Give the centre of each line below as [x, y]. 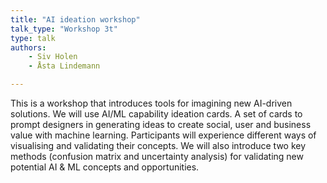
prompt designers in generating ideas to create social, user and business [161, 124]
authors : [28, 47]
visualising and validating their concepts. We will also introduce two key [158, 145]
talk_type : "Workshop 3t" [64, 29]
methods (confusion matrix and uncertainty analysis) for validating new [157, 156]
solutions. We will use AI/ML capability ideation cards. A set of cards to [156, 114]
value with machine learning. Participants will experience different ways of [163, 135]
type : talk [33, 38]
